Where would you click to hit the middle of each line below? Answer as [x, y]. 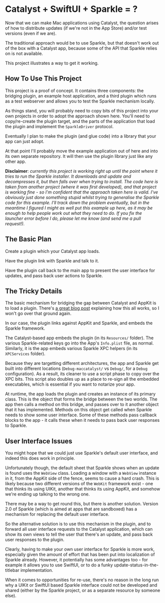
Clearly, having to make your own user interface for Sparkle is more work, [80, 549]
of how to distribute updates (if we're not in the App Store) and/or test [76, 28]
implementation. [37, 570]
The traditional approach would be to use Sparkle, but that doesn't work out [82, 43]
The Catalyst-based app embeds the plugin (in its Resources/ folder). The [80, 338]
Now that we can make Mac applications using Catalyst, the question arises [82, 23]
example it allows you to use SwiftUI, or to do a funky [59, 565]
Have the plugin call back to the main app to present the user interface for [80, 270]
